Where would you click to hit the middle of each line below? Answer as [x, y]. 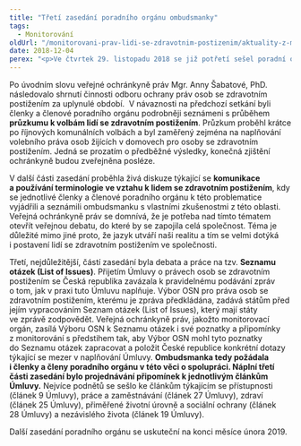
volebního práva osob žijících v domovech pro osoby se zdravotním [134, 142]
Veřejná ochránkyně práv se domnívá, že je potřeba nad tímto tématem [140, 216]
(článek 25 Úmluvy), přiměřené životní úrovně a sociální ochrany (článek [143, 405]
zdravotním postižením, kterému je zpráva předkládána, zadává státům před [150, 300]
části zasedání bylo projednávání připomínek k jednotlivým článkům [139, 376]
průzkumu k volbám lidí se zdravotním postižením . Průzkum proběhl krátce [150, 123]
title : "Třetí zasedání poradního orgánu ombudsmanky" [114, 17]
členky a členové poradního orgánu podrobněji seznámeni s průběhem [140, 113]
